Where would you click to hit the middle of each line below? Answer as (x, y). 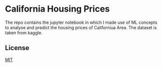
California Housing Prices (58, 9)
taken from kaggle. (24, 33)
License (17, 48)
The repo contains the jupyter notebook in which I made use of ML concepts (81, 22)
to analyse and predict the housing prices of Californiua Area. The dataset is (81, 27)
